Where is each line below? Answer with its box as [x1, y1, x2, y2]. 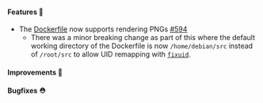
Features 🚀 [7, 7, 44, 17]
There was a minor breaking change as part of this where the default [30, 33, 255, 42]
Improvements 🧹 [7, 68, 63, 77]
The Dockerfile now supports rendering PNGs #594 [18, 24, 188, 34]
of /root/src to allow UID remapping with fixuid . [30, 50, 191, 59]
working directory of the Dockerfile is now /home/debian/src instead [30, 41, 253, 51]
